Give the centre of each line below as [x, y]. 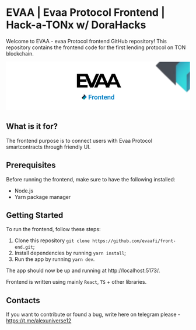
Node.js [24, 191]
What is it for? [32, 127]
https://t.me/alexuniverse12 [39, 321]
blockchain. [20, 53]
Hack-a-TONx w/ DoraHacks [76, 25]
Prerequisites [31, 165]
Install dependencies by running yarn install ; [70, 253]
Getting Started [35, 216]
